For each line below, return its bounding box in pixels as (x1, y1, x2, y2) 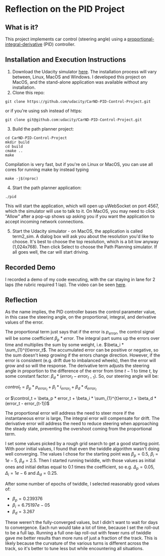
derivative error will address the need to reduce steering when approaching (5, 420, 159, 426)
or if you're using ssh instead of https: (5, 107, 82, 114)
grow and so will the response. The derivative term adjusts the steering (5, 363, 150, 369)
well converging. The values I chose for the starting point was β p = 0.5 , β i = (5, 451, 159, 458)
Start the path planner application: (12, 185, 82, 191)
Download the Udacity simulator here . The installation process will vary (12, 68, 157, 74)
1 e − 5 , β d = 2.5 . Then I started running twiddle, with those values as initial (5, 457, 156, 464)
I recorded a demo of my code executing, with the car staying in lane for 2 (5, 276, 156, 282)
